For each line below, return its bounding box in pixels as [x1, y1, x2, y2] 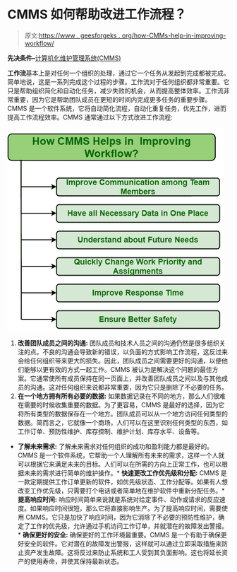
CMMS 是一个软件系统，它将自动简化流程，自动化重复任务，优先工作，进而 [7, 104, 227, 112]
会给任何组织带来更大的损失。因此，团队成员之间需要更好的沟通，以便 [17, 356, 222, 365]
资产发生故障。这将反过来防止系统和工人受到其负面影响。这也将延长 [23, 548, 222, 556]
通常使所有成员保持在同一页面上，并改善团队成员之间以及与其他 [36, 374, 222, 383]
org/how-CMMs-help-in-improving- [121, 31, 226, 40]
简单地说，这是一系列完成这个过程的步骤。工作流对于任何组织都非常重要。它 [7, 77, 230, 86]
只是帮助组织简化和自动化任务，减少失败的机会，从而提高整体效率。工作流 [7, 86, 224, 95]
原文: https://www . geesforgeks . [24, 31, 121, 40]
